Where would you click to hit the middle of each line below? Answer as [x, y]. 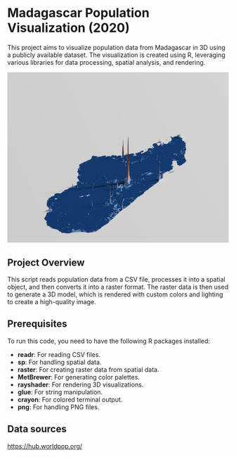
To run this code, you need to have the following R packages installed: [109, 341]
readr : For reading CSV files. [59, 354]
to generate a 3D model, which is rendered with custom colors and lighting [115, 294]
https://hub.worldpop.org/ [45, 446]
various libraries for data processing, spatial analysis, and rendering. [106, 62]
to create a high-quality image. [52, 302]
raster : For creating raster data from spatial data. [88, 369]
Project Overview [46, 262]
